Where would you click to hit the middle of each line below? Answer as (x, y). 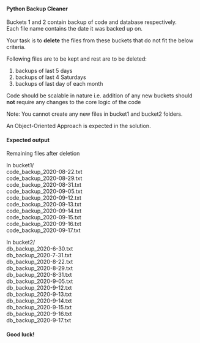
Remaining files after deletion (43, 154)
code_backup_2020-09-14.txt (44, 211)
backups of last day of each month (59, 84)
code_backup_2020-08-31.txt (44, 185)
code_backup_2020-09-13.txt (44, 205)
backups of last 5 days (44, 71)
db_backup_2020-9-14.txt (39, 301)
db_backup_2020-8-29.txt (40, 268)
